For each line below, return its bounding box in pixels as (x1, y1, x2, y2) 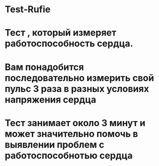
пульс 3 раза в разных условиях (5, 83, 149, 94)
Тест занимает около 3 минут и (5, 117, 146, 129)
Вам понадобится (5, 61, 84, 73)
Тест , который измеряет (5, 27, 117, 39)
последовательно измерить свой (5, 72, 154, 84)
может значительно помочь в (5, 128, 138, 139)
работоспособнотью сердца (5, 150, 133, 161)
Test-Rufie (5, 4, 51, 15)
